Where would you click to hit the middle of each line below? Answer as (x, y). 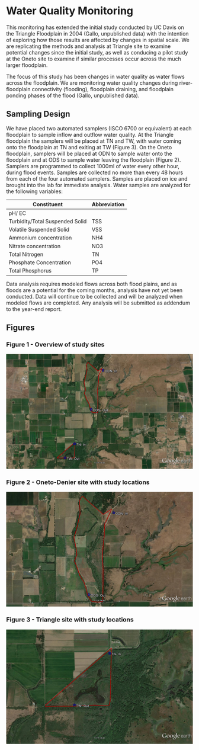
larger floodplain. (27, 65)
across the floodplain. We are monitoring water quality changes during (92, 83)
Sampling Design (38, 114)
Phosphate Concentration (40, 262)
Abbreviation (108, 204)
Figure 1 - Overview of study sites (55, 345)
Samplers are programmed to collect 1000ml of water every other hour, (93, 166)
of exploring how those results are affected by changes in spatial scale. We (98, 40)
